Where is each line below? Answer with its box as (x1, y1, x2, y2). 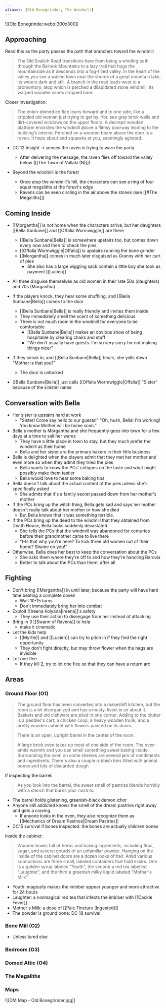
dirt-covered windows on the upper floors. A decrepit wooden (17, 120, 144, 126)
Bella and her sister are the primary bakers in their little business (19, 449, 151, 455)
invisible (19, 650, 37, 656)
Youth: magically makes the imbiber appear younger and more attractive (12, 883, 160, 889)
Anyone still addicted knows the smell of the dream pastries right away (12, 802, 157, 808)
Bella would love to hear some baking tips (19, 475, 105, 481)
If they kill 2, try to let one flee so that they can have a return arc (19, 661, 151, 667)
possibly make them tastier (19, 470, 75, 476)
